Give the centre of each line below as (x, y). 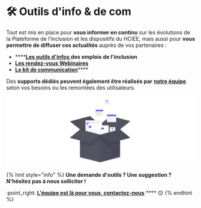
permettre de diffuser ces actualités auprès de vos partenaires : (86, 45)
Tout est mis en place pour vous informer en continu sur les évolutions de (98, 32)
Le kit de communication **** (52, 69)
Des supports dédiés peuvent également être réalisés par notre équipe (96, 81)
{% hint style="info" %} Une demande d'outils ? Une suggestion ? (89, 175)
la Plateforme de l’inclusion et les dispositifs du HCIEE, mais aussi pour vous (101, 38)
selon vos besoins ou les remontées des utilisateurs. (71, 87)
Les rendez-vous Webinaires (52, 63)
